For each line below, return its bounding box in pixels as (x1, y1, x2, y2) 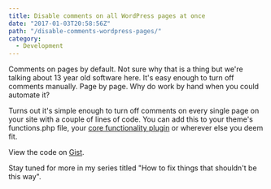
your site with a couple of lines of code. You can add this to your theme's (8, 114, 254, 124)
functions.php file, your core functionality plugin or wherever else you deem (8, 123, 264, 133)
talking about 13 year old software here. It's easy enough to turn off (8, 73, 234, 83)
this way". (8, 172, 42, 182)
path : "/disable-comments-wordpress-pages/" (8, 27, 162, 35)
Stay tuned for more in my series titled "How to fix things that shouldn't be (8, 163, 258, 173)
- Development (15, 42, 63, 50)
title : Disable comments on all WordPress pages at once (8, 11, 206, 20)
